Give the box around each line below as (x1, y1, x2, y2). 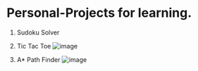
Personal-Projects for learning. (6, 5, 192, 21)
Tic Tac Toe (16, 41, 51, 50)
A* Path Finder (16, 55, 61, 64)
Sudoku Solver (16, 28, 60, 37)
